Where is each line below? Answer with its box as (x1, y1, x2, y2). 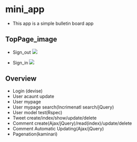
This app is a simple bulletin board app (12, 20, 94, 26)
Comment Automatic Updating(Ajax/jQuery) (12, 125, 104, 131)
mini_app (5, 4, 45, 15)
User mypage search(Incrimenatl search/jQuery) (12, 104, 114, 110)
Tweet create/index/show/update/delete (12, 115, 97, 121)
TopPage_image (5, 35, 57, 44)
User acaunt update (12, 93, 54, 99)
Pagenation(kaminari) (12, 131, 58, 137)
